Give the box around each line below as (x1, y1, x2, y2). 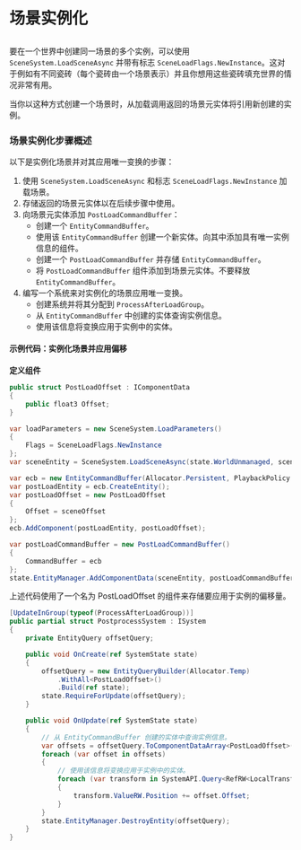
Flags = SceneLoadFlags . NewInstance (25, 441, 163, 450)
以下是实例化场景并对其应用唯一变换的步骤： (9, 156, 175, 167)
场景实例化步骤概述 (9, 134, 92, 146)
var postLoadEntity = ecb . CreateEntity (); (9, 482, 170, 491)
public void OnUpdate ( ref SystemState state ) (25, 716, 199, 725)
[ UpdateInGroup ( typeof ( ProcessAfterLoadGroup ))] (9, 609, 194, 618)
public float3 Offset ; (25, 399, 110, 408)
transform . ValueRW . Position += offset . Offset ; (73, 791, 251, 800)
